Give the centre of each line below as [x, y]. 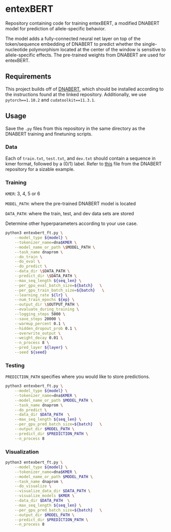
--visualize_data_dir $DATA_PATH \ [53, 491]
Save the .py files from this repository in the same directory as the [75, 128]
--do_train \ [28, 257]
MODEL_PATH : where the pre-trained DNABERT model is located [71, 204]
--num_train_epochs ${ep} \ [44, 300]
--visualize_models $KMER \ [44, 496]
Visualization [22, 451]
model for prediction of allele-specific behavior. [56, 28]
